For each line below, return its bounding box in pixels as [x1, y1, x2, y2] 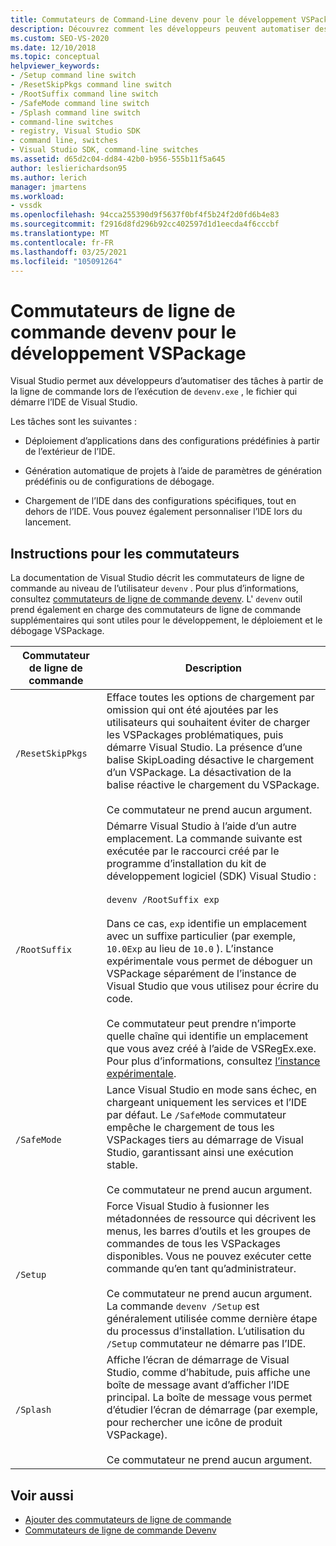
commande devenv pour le [10, 321, 237, 343]
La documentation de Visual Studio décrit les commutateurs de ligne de [10, 572, 305, 584]
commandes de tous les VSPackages [106, 1237, 282, 1251]
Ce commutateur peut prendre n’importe [106, 1017, 297, 1031]
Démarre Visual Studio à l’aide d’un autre [106, 819, 297, 833]
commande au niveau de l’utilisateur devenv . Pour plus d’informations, [10, 582, 299, 595]
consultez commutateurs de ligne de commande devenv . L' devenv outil [10, 593, 303, 605]
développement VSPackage [10, 342, 247, 365]
